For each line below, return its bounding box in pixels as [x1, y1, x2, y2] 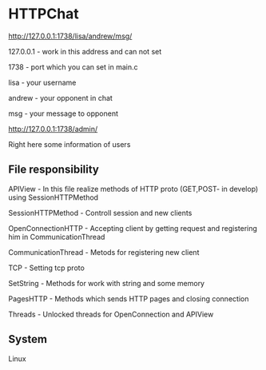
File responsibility [8, 163, 100, 177]
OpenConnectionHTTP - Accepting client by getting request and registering [8, 223, 258, 233]
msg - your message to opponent [8, 109, 118, 118]
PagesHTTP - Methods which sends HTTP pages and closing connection [8, 293, 249, 304]
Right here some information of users [8, 139, 131, 149]
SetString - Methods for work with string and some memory [8, 278, 205, 288]
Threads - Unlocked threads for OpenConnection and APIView [8, 309, 214, 319]
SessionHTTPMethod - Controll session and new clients [8, 208, 193, 217]
